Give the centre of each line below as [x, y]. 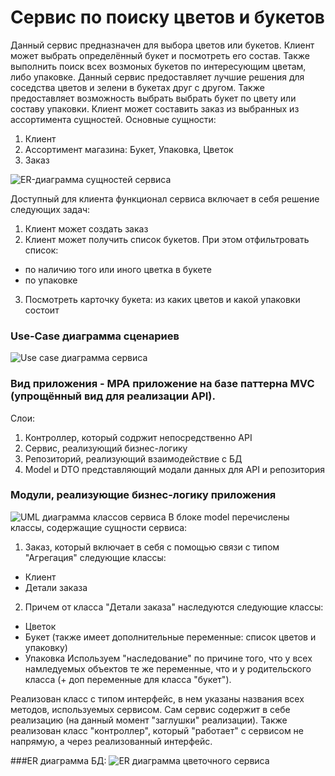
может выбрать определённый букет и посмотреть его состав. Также [160, 55]
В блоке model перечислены [229, 517]
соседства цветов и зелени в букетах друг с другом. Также [137, 87]
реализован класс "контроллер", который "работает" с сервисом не [157, 730]
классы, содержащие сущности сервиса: [99, 527]
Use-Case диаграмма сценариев [95, 336]
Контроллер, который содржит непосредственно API [138, 437]
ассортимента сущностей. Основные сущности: [113, 119]
